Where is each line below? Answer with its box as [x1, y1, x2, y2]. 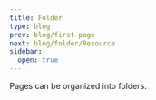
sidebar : [9, 47, 43, 56]
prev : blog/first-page [9, 30, 95, 39]
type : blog [9, 22, 51, 31]
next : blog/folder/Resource [9, 38, 116, 48]
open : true [17, 55, 59, 65]
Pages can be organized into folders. [9, 81, 147, 91]
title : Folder [9, 13, 63, 23]
